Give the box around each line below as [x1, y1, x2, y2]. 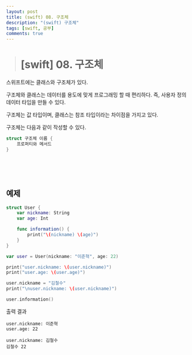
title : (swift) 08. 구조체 [6, 14, 69, 20]
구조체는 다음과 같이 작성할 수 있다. [6, 124, 87, 131]
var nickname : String [16, 210, 69, 216]
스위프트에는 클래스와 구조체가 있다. [6, 79, 88, 86]
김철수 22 [6, 344, 27, 350]
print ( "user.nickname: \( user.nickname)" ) [6, 264, 112, 270]
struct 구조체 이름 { [6, 135, 53, 142]
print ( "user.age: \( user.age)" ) [6, 270, 85, 276]
